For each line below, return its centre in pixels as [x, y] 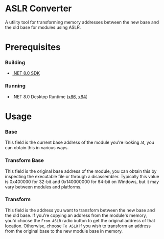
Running [15, 86]
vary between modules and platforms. [43, 186]
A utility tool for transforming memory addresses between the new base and [82, 22]
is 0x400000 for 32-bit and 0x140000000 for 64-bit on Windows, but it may [82, 182]
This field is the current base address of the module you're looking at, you [80, 142]
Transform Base [24, 160]
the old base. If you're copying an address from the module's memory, [76, 215]
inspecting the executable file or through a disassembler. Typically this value [82, 176]
